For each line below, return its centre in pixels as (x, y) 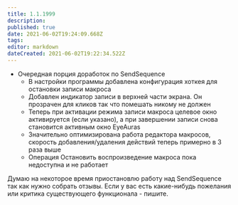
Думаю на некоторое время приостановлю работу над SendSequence (114, 178)
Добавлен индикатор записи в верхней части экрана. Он (115, 96)
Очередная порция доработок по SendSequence (91, 74)
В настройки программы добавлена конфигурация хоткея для (123, 81)
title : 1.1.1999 (31, 14)
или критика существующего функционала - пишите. (88, 194)
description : (27, 21)
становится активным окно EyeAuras (84, 127)
